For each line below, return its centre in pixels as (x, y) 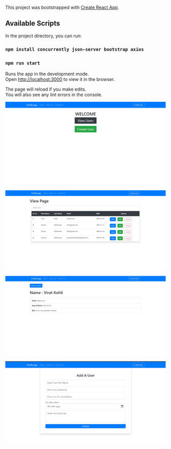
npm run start (23, 63)
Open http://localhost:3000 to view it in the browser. (60, 79)
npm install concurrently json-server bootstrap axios (75, 49)
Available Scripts (33, 23)
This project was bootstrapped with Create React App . (62, 7)
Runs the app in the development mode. (47, 74)
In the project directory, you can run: (44, 36)
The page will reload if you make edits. (46, 89)
